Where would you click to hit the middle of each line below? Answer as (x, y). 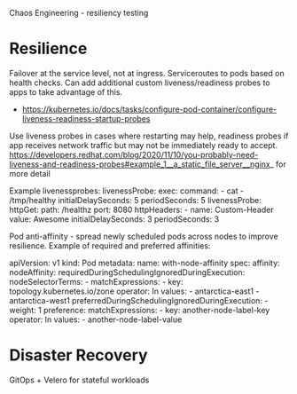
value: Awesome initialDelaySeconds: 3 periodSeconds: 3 (114, 219)
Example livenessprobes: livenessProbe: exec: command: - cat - (127, 191)
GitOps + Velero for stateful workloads (79, 380)
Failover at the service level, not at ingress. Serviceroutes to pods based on (147, 73)
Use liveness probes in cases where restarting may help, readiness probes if (149, 136)
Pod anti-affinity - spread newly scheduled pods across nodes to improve (144, 236)
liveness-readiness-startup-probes (86, 118)
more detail (30, 173)
